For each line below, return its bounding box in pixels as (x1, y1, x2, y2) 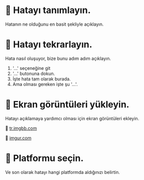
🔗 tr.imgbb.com (5, 125, 37, 131)
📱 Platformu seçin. (5, 153, 84, 164)
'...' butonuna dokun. (12, 70, 55, 76)
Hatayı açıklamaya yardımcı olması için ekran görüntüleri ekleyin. (5, 115, 139, 121)
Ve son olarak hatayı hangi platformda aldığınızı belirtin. (5, 169, 120, 175)
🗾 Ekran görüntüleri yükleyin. (5, 99, 129, 110)
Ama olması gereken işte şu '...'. (12, 81, 78, 87)
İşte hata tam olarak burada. (12, 75, 71, 82)
